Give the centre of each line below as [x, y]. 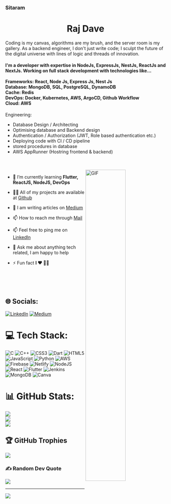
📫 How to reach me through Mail [47, 218]
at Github [22, 198]
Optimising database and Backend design [56, 130]
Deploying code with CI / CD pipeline [51, 141]
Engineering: [19, 115]
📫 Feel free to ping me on [40, 230]
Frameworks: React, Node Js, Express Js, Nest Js [59, 82]
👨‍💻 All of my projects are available [49, 193]
